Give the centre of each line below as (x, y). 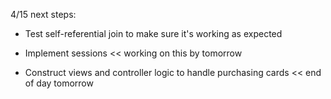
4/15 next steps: (43, 14)
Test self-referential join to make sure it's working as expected (153, 33)
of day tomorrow (59, 83)
